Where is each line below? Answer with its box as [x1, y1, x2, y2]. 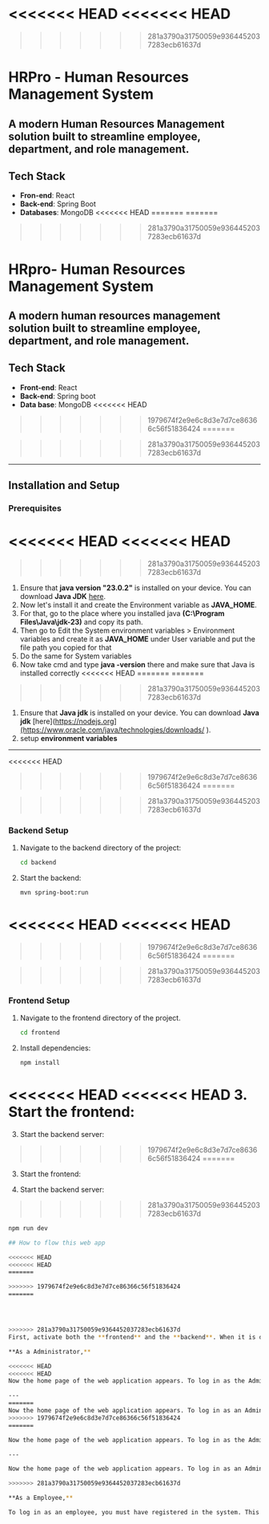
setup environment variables [19, 733, 118, 743]
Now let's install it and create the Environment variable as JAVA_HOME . [19, 600, 258, 609]
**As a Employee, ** [8, 1494, 74, 1502]
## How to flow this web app [8, 1238, 106, 1247]
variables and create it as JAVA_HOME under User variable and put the [19, 634, 256, 643]
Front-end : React [19, 382, 78, 392]
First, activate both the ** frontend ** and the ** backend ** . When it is [8, 1333, 256, 1341]
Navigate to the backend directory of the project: [19, 843, 182, 853]
